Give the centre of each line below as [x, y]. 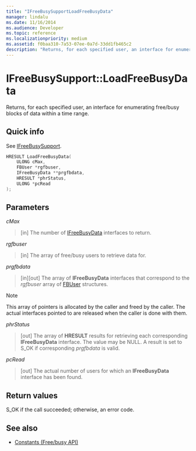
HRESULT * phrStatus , [41, 178]
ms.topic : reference [31, 33]
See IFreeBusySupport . [34, 146]
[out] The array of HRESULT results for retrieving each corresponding [104, 336]
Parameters [28, 207]
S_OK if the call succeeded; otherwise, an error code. [70, 409]
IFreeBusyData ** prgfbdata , [50, 173]
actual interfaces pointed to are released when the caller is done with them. [97, 313]
